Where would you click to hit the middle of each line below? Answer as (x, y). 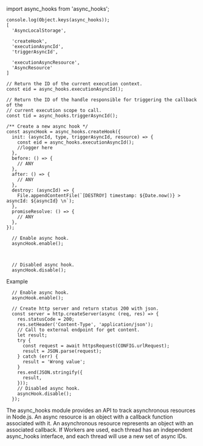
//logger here (35, 148)
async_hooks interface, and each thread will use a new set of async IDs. (97, 436)
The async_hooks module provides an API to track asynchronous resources (101, 410)
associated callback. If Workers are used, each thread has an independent (99, 430)
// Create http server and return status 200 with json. (85, 308)
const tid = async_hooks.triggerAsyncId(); (62, 116)
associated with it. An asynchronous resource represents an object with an (100, 423)
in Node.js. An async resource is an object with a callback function (90, 417)
